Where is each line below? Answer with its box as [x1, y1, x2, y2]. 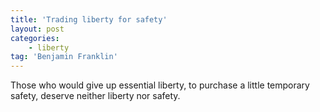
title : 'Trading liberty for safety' [10, 14, 168, 25]
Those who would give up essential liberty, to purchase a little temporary [10, 79, 310, 91]
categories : [10, 33, 60, 43]
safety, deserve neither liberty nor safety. [10, 90, 181, 102]
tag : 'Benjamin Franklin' [10, 52, 118, 62]
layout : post [10, 24, 65, 34]
